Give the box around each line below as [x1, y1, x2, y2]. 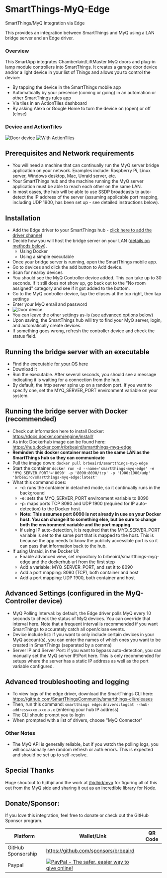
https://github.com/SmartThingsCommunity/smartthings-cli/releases [12, 696, 153, 702]
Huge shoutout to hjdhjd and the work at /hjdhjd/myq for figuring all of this [5, 779, 158, 785]
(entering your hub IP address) [56, 707, 119, 713]
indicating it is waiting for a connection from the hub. [12, 377, 121, 383]
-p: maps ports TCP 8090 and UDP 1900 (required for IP [19, 500, 135, 506]
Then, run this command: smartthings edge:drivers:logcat [12, 701, 134, 707]
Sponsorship [7, 851, 37, 858]
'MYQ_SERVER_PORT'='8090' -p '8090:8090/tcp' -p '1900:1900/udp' [12, 470, 151, 475]
